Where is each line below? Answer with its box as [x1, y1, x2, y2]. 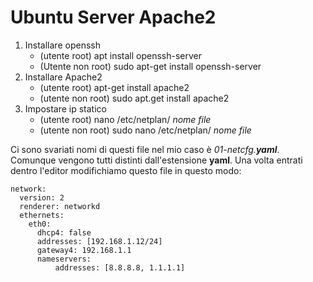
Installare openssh [24, 39, 101, 51]
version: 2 [19, 192, 65, 203]
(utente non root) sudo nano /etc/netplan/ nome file [39, 124, 252, 136]
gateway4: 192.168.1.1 [36, 245, 132, 255]
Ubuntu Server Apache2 [10, 6, 217, 29]
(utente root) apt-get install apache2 [39, 81, 190, 93]
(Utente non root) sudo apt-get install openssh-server [39, 60, 262, 72]
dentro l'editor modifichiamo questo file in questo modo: [10, 164, 242, 176]
